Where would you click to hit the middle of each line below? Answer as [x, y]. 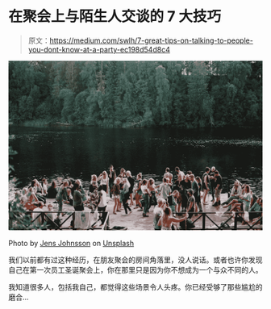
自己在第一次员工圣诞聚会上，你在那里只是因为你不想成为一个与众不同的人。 [135, 270]
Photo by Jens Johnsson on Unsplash [71, 244]
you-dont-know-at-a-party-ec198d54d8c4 [99, 49]
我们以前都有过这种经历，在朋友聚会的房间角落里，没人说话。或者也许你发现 [135, 260]
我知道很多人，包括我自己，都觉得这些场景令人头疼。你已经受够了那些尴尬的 [135, 287]
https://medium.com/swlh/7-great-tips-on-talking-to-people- [152, 40]
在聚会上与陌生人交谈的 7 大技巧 [115, 17]
